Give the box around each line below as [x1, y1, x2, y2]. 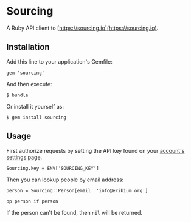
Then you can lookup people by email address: [6, 176, 124, 183]
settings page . [6, 153, 43, 161]
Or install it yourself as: [6, 103, 64, 110]
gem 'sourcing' [6, 70, 45, 76]
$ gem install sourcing [6, 114, 67, 121]
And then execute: [6, 80, 52, 87]
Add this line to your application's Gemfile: [6, 58, 113, 65]
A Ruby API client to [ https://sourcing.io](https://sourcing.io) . [6, 24, 159, 32]
